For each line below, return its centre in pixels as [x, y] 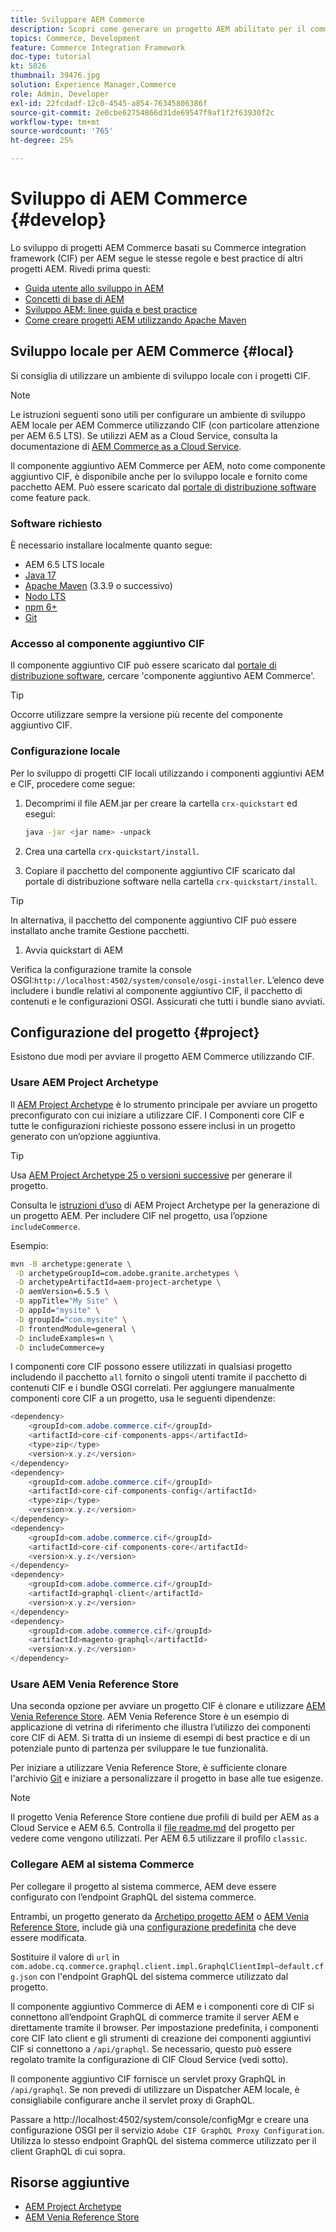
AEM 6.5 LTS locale [64, 565]
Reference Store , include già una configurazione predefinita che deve [153, 1927]
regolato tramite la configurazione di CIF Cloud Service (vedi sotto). [149, 2059]
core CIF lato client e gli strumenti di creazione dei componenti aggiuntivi [161, 2038]
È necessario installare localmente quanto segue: [111, 545]
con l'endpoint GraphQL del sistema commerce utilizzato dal [164, 1976]
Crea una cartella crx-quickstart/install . [112, 851]
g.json [24, 1977]
